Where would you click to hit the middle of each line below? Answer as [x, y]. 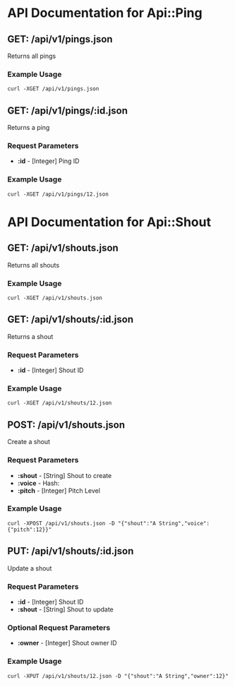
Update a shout [30, 568]
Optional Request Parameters [59, 628]
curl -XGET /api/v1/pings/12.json [58, 194]
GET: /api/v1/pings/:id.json [68, 110]
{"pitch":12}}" [30, 530]
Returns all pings [32, 56]
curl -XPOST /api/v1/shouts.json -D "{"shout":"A [82, 523]
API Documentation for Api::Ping [105, 13]
